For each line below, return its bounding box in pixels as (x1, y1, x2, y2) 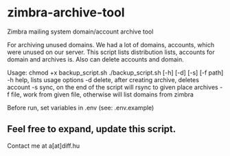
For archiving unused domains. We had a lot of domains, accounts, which (7, 40, 215, 49)
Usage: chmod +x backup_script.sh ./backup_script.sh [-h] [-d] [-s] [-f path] (7, 68, 224, 77)
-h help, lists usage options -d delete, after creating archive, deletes (7, 75, 199, 83)
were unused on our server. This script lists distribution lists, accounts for (7, 48, 215, 56)
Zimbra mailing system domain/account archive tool (7, 27, 154, 36)
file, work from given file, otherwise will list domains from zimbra (11, 90, 194, 99)
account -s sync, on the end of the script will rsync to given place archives (7, 83, 218, 91)
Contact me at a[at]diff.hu (7, 142, 80, 150)
